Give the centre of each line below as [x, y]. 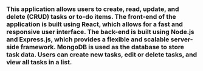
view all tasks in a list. [39, 62]
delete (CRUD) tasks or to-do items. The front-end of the [91, 16]
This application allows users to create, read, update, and [93, 9]
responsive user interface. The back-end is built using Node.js [100, 32]
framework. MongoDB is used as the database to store [102, 47]
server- [182, 39]
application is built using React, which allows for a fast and [95, 24]
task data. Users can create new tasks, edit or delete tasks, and [102, 55]
